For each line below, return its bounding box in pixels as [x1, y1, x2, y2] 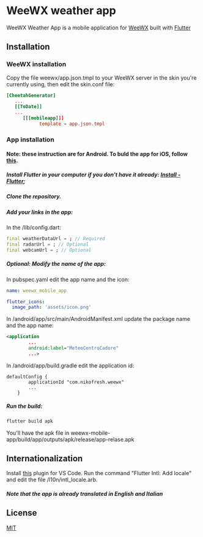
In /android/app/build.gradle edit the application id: [6, 362, 135, 369]
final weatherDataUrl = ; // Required [6, 236, 105, 242]
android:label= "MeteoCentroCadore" [28, 345, 119, 351]
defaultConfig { [6, 374, 48, 380]
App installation [6, 135, 55, 144]
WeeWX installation [6, 60, 67, 69]
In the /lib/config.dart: [6, 224, 61, 231]
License [6, 508, 37, 518]
